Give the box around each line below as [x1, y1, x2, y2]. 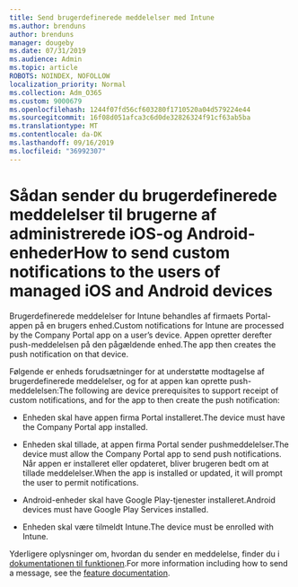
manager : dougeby [9, 38, 74, 48]
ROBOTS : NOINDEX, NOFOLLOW [9, 72, 110, 81]
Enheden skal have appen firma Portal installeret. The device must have [22, 412, 285, 423]
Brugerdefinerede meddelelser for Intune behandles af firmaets [9, 311, 244, 321]
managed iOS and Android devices [9, 280, 274, 301]
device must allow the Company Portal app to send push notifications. [22, 448, 282, 459]
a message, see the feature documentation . [9, 567, 171, 578]
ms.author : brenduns [9, 22, 87, 31]
